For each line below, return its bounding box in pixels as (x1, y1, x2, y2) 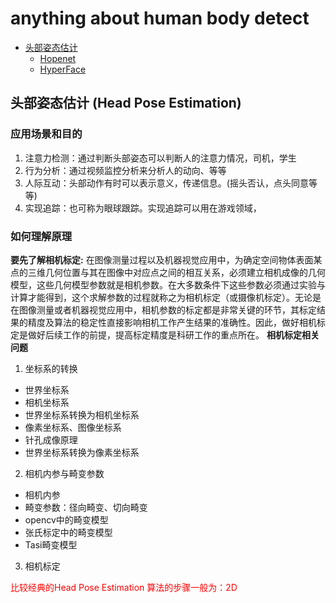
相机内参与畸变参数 (24, 467, 105, 479)
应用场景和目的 (10, 127, 83, 141)
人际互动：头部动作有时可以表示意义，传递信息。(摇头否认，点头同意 (24, 177, 309, 189)
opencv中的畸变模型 (24, 513, 109, 526)
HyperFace (39, 63, 87, 75)
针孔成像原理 (24, 433, 78, 446)
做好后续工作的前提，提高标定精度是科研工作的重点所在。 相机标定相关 (27, 328, 320, 341)
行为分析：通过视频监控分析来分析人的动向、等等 (24, 164, 227, 176)
